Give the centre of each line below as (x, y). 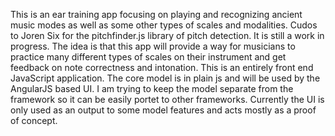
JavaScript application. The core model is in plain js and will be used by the (165, 78)
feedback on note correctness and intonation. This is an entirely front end (162, 67)
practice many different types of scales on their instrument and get (148, 57)
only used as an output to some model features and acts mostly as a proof (163, 110)
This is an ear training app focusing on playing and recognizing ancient (156, 14)
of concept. (34, 120)
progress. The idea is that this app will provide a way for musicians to (153, 46)
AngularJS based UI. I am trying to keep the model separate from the (152, 88)
